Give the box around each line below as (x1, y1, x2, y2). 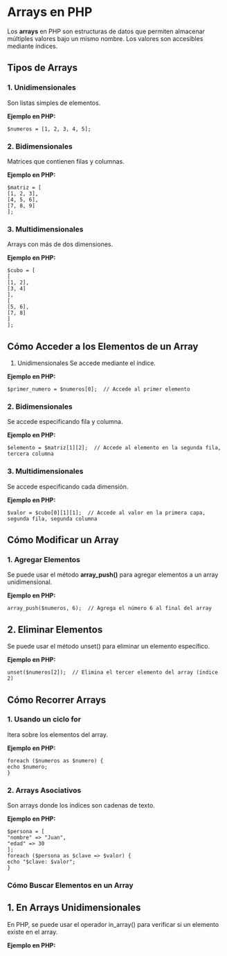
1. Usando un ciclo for (7, 715, 82, 724)
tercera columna (7, 450, 54, 458)
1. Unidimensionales (7, 83, 76, 92)
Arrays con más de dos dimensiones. (7, 240, 113, 248)
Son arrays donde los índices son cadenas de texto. (7, 801, 156, 810)
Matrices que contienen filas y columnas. (7, 157, 125, 165)
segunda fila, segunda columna (7, 515, 98, 522)
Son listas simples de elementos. (7, 99, 101, 107)
